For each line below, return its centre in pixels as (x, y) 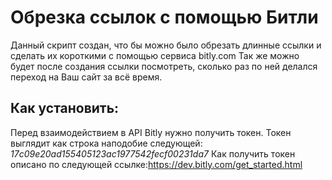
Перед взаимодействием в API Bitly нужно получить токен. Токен (151, 132)
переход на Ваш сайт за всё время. (86, 77)
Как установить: (65, 108)
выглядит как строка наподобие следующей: (106, 143)
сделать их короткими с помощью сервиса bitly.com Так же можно (155, 55)
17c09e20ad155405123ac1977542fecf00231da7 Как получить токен (153, 153)
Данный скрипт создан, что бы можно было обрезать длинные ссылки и (166, 45)
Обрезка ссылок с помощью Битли (164, 17)
